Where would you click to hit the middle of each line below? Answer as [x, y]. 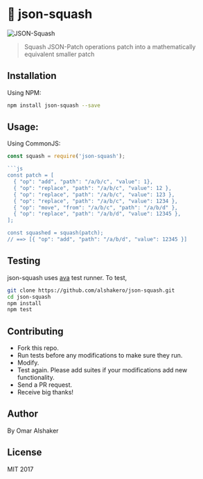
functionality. [36, 378]
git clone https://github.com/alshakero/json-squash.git [91, 290]
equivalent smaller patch [59, 54]
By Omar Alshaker [33, 430]
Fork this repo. [38, 348]
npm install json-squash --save [54, 105]
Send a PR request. [45, 385]
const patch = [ [30, 175]
